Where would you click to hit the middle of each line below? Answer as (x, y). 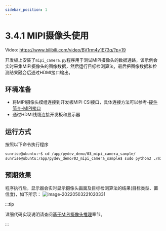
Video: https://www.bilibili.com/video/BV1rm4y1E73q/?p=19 (65, 49)
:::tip (10, 204)
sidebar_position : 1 (26, 10)
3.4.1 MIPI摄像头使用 (47, 36)
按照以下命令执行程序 (27, 144)
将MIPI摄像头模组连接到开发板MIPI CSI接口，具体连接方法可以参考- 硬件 (85, 102)
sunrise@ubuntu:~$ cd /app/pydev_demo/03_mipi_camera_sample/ (70, 154)
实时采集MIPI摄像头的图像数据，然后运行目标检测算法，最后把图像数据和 (79, 66)
